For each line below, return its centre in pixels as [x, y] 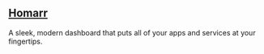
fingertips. [26, 41]
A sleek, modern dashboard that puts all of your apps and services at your [132, 32]
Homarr [28, 13]
